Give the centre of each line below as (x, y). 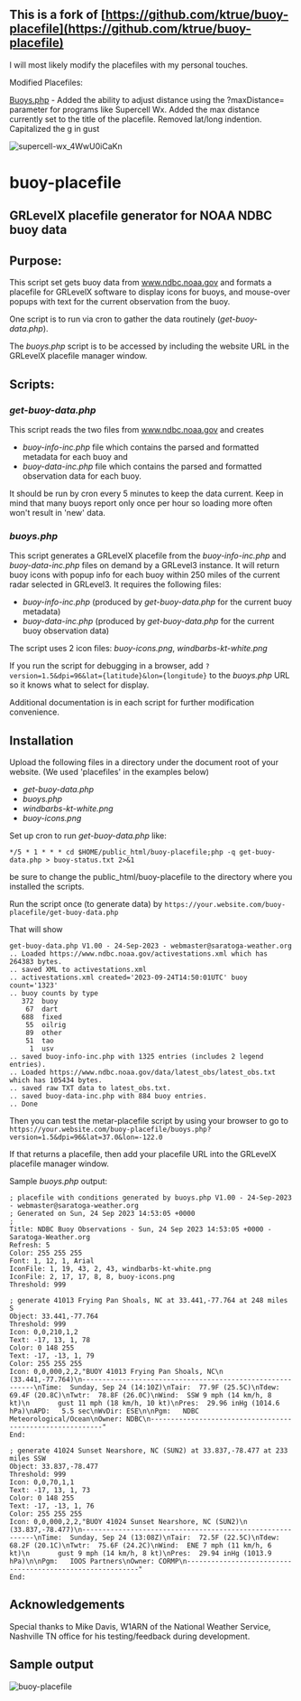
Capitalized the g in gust (55, 128)
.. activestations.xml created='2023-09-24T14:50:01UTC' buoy (128, 977)
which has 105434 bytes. (56, 1080)
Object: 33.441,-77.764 (54, 1316)
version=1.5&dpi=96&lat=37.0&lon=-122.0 (87, 1137)
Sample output (52, 1664)
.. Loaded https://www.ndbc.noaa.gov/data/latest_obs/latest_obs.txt (143, 1072)
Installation (41, 740)
